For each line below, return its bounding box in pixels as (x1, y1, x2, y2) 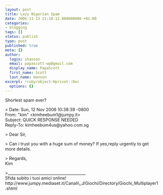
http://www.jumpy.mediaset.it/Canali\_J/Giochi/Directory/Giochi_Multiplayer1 (5, 180, 158, 186)
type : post (5, 39, 27, 44)
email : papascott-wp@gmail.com (9, 61, 73, 66)
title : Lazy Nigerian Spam (5, 12, 60, 16)
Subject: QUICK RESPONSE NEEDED (5, 117, 79, 123)
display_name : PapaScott (9, 66, 60, 71)
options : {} (9, 83, 34, 89)
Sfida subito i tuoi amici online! (5, 175, 67, 181)
